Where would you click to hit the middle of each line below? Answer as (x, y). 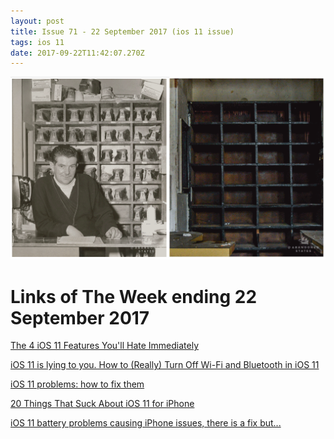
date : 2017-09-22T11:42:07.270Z (77, 53)
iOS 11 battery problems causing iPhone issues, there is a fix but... (146, 423)
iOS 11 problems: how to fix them (77, 384)
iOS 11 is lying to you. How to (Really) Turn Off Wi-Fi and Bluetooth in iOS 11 (165, 365)
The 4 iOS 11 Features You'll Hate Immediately (105, 346)
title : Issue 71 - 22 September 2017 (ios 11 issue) (122, 31)
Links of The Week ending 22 (134, 296)
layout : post (37, 21)
